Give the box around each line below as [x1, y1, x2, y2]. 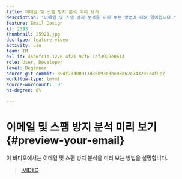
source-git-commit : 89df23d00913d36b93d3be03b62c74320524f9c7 [6, 71, 165, 77]
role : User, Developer [6, 59, 63, 65]
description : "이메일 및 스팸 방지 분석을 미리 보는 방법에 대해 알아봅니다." [6, 14, 177, 20]
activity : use [6, 43, 42, 49]
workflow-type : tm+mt [6, 76, 61, 82]
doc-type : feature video [6, 37, 68, 43]
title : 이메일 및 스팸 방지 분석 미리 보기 [6, 8, 99, 15]
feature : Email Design [6, 20, 63, 26]
